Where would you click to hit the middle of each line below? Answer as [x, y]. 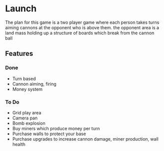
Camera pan [25, 118]
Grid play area [27, 112]
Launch [21, 9]
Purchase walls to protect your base [49, 134]
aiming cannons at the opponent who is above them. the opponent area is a [82, 27]
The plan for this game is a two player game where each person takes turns [82, 22]
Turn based [24, 78]
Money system [27, 89]
